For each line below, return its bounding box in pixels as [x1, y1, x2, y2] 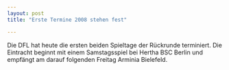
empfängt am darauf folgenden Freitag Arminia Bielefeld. [7, 55, 168, 63]
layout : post [7, 10, 45, 17]
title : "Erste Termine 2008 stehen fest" [7, 16, 128, 23]
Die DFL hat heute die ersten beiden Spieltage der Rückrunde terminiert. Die [7, 41, 223, 49]
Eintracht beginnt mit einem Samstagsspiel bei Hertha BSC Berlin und [7, 48, 204, 56]
